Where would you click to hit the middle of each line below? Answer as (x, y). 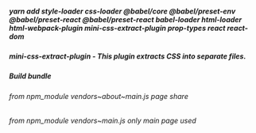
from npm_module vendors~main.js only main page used (103, 121)
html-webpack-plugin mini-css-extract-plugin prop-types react (117, 28)
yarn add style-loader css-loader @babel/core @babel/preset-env (122, 11)
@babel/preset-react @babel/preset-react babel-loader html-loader (126, 19)
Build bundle (30, 76)
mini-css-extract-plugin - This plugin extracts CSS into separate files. (128, 56)
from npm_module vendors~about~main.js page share (99, 96)
